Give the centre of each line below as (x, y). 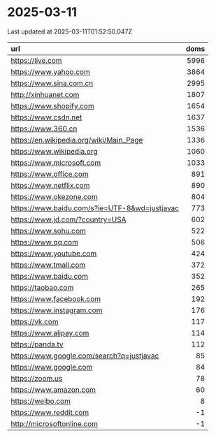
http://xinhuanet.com (45, 94)
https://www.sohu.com (48, 231)
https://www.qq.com (45, 242)
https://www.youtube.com (54, 254)
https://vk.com (35, 321)
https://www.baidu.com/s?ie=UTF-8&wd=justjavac (95, 208)
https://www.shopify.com (52, 105)
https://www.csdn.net (46, 117)
